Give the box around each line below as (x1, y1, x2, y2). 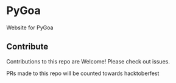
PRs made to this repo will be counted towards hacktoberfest (6, 70, 160, 77)
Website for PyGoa (6, 24, 54, 31)
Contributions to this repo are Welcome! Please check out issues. (6, 57, 171, 65)
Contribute (6, 41, 49, 52)
